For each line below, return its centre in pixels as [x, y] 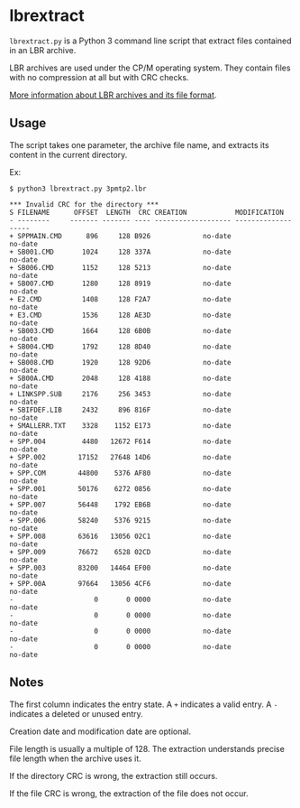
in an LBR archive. [43, 50]
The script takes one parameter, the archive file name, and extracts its [139, 144]
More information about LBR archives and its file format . [113, 95]
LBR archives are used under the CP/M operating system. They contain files [150, 68]
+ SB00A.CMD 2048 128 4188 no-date [120, 378]
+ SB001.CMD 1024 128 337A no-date [120, 252]
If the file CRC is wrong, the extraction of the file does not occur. [129, 793]
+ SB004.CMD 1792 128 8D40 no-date [120, 347]
